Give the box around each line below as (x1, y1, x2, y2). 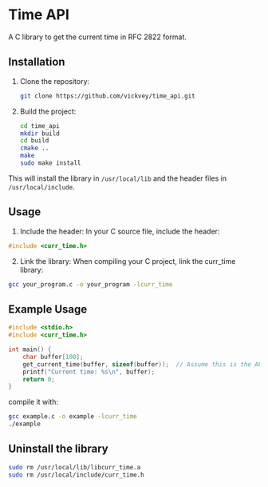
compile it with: (8, 397, 58, 407)
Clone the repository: (19, 76, 90, 86)
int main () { (8, 345, 52, 353)
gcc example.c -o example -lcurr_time (8, 413, 137, 421)
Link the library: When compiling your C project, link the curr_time (19, 256, 236, 265)
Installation (8, 55, 65, 69)
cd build (19, 137, 49, 145)
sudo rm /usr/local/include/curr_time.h (8, 470, 145, 479)
